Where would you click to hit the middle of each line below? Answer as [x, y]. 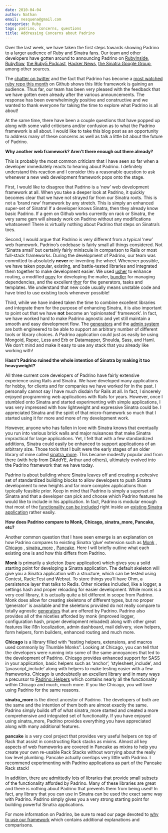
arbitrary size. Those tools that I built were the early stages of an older [77, 449]
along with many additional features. [42, 726]
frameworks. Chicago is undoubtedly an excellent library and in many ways [82, 674]
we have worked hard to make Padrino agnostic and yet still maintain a [78, 319]
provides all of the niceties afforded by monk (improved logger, [70, 616]
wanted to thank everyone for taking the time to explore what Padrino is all [82, 105]
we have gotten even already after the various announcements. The [75, 94]
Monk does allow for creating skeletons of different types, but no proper [79, 600]
